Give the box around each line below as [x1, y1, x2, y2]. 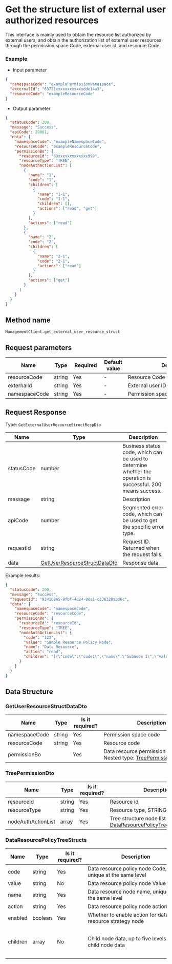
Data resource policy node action [88, 903, 167, 910]
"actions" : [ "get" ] [28, 277, 70, 283]
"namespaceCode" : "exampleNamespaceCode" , [14, 139, 106, 144]
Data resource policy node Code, [88, 865, 167, 872]
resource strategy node [88, 917, 144, 924]
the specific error [122, 523, 164, 530]
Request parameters [5, 343, 72, 352]
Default [104, 359, 123, 366]
